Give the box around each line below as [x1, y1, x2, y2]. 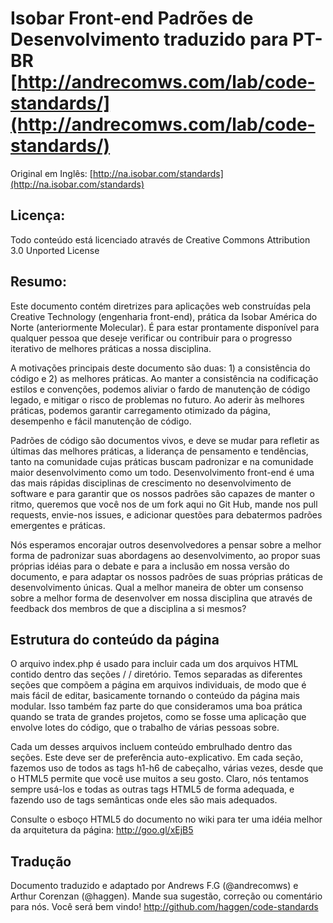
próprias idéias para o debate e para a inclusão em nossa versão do [10, 560, 290, 572]
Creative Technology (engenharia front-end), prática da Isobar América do [10, 310, 318, 322]
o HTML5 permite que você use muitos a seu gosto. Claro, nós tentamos [10, 773, 309, 785]
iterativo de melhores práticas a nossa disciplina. [10, 342, 212, 354]
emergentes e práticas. [10, 519, 106, 531]
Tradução [10, 853, 72, 870]
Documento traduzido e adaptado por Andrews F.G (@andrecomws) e [10, 880, 299, 892]
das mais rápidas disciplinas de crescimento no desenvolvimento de [10, 477, 292, 489]
